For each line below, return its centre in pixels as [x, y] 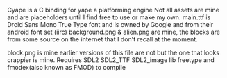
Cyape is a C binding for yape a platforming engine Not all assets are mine [113, 10]
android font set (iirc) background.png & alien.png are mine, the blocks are [114, 32]
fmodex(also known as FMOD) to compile [67, 67]
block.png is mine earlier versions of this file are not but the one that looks [113, 52]
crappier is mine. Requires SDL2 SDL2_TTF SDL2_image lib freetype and [111, 60]
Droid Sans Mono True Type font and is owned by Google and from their [110, 25]
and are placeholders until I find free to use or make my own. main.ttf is [109, 17]
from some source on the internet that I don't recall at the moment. [102, 39]
